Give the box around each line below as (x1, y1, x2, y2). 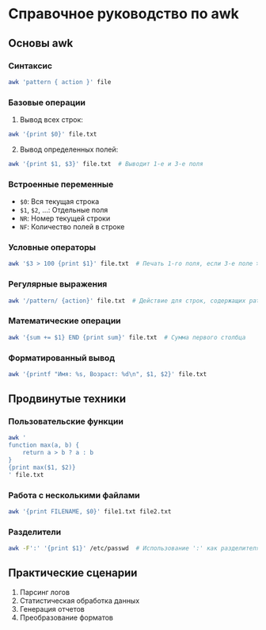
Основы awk (8, 36, 74, 50)
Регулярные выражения (8, 279, 108, 290)
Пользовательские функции (8, 416, 124, 427)
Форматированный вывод (8, 352, 116, 363)
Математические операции (8, 315, 121, 326)
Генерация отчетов (19, 604, 85, 613)
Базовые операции (8, 97, 85, 108)
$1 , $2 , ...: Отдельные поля (19, 206, 108, 215)
